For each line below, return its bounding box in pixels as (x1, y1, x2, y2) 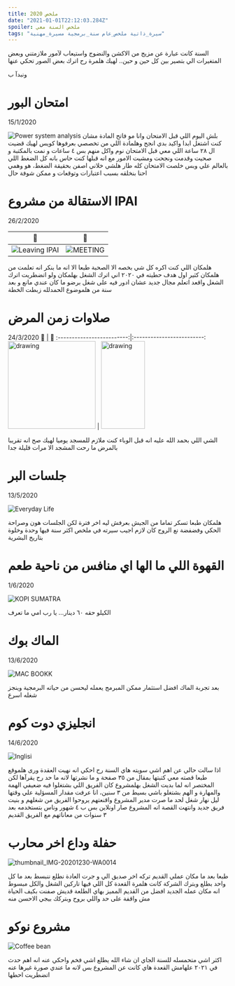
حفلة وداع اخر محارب (8, 835, 117, 851)
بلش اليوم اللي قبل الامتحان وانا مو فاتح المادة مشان (82, 131, 218, 140)
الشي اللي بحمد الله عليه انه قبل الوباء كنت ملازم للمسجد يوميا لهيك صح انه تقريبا (8, 436, 218, 444)
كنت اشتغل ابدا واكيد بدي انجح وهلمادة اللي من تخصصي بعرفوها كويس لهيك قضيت (8, 139, 222, 147)
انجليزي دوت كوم (8, 715, 96, 731)
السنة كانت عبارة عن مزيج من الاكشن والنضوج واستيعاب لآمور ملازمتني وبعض (8, 49, 209, 58)
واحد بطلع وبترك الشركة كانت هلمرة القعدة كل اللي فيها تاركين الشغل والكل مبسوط (8, 879, 226, 888)
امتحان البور (8, 95, 69, 111)
